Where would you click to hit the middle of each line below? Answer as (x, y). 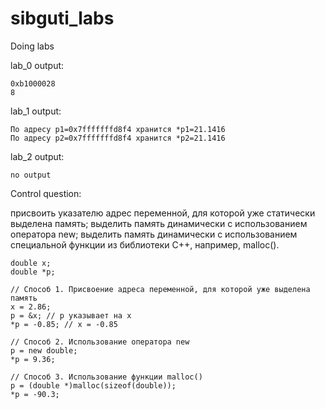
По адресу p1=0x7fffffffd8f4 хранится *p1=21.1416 (118, 129)
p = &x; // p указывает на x (71, 315)
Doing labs (32, 46)
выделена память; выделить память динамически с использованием (159, 223)
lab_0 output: (37, 65)
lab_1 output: (36, 111)
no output (31, 175)
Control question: (46, 193)
